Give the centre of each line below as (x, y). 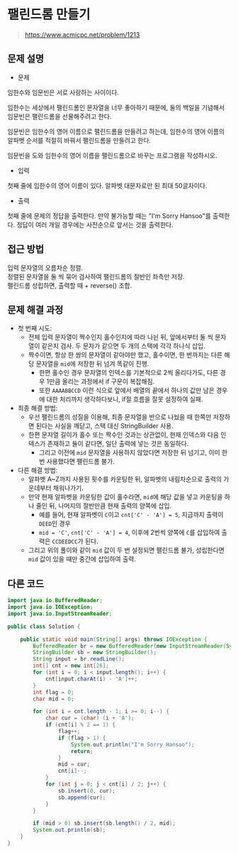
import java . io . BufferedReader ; (55, 601)
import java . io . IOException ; (50, 607)
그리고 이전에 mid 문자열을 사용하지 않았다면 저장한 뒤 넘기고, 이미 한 (133, 452)
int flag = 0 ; (53, 692)
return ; (82, 751)
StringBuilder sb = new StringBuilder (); (95, 653)
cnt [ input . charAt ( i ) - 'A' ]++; (91, 679)
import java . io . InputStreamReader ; (60, 614)
